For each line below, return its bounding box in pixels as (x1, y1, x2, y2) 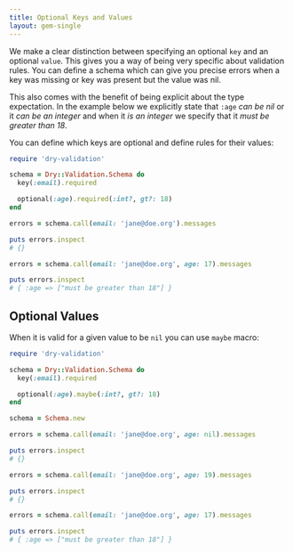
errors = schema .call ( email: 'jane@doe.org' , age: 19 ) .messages (9, 470, 252, 479)
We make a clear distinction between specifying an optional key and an (9, 45, 269, 56)
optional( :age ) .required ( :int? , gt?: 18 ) (17, 195, 173, 204)
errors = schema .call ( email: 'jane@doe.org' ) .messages (9, 219, 217, 228)
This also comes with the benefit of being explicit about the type (9, 91, 245, 102)
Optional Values (9, 308, 99, 323)
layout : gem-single (9, 21, 82, 30)
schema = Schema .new (9, 414, 86, 423)
